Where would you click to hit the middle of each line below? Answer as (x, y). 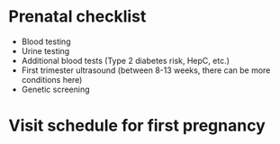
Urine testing (45, 50)
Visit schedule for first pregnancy (137, 126)
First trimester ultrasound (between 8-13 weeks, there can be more (146, 70)
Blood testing (46, 41)
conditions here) (52, 79)
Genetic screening (56, 89)
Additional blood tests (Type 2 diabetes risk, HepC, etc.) (126, 60)
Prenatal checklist (77, 17)
